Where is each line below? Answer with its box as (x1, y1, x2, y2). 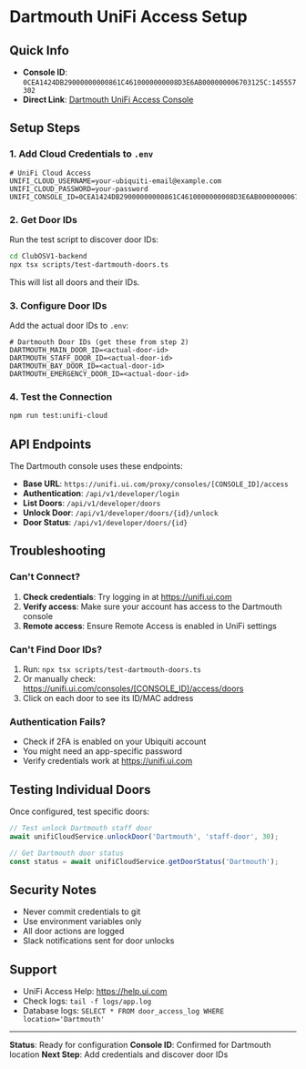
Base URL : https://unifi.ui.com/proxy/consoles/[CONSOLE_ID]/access (22, 478, 289, 489)
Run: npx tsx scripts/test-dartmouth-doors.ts (22, 664, 202, 675)
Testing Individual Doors (9, 781, 151, 798)
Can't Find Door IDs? (9, 643, 103, 656)
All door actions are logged (22, 926, 125, 937)
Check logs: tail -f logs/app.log (22, 995, 152, 1007)
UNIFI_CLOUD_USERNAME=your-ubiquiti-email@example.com (9, 176, 222, 186)
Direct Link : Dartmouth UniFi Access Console (22, 94, 194, 105)
